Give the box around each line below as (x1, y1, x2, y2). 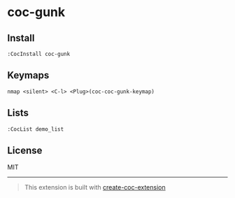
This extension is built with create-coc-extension (24, 183, 166, 192)
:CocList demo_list (7, 125, 64, 133)
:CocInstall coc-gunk (7, 50, 71, 57)
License (7, 145, 43, 157)
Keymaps (7, 69, 50, 81)
